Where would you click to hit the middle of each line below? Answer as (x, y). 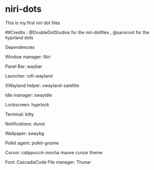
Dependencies (20, 47)
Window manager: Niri (28, 57)
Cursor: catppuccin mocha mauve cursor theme (54, 152)
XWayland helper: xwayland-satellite (42, 85)
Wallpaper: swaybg (25, 133)
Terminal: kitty (20, 114)
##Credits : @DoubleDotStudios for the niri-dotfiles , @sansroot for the (77, 32)
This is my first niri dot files (33, 23)
